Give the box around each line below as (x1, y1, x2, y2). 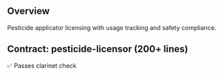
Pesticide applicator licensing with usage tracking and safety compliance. (7, 23, 217, 31)
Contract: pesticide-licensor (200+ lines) (7, 44, 188, 55)
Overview (7, 5, 50, 17)
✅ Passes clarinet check (7, 61, 77, 70)
